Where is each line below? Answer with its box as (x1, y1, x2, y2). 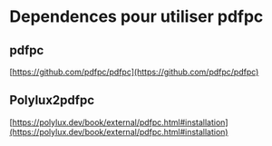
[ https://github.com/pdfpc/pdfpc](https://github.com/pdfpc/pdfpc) (9, 66, 259, 77)
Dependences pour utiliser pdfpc (9, 6, 264, 27)
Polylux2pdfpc (9, 92, 95, 108)
